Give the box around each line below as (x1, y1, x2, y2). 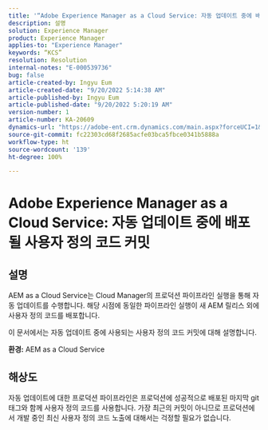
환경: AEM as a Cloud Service (8, 344, 105, 354)
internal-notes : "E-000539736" (8, 64, 112, 72)
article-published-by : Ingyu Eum (8, 94, 120, 102)
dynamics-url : (8, 123, 56, 131)
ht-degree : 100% (8, 153, 62, 161)
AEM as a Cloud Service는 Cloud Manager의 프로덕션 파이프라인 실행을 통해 (8, 291, 251, 301)
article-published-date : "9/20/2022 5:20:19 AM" (8, 101, 173, 109)
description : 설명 (8, 19, 66, 27)
